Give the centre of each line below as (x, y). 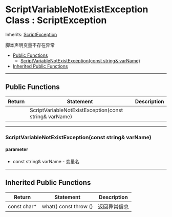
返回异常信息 (113, 207)
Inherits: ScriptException (31, 34)
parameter (17, 149)
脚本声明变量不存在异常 (30, 45)
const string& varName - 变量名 (46, 161)
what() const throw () (67, 206)
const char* (23, 206)
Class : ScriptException (56, 20)
